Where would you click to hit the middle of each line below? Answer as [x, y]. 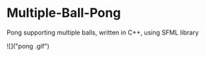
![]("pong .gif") [28, 46]
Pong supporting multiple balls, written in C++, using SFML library [103, 32]
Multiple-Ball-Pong [64, 13]
